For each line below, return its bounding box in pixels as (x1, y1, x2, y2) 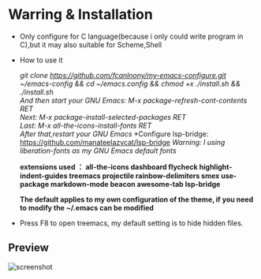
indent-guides (19, 171, 68, 180)
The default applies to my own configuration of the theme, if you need (19, 195, 254, 204)
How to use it (19, 55, 63, 65)
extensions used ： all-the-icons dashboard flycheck (19, 162, 199, 171)
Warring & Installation (8, 6, 154, 24)
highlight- (199, 162, 233, 171)
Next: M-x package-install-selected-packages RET (19, 112, 187, 121)
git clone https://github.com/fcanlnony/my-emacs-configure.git (19, 70, 226, 80)
